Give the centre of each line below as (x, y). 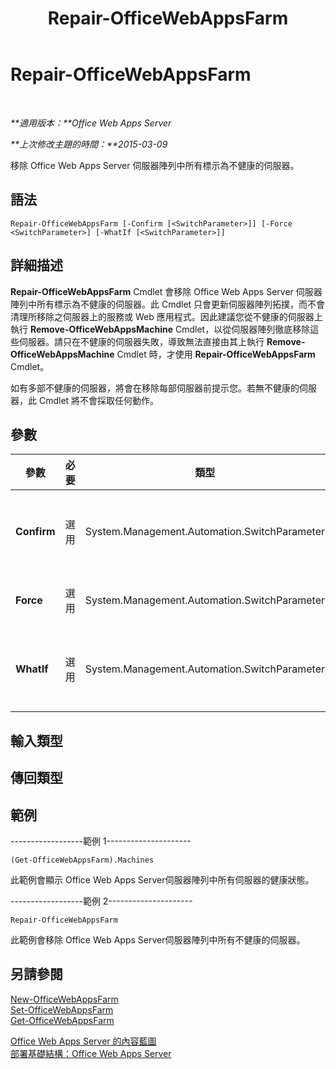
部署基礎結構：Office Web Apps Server (91, 1053)
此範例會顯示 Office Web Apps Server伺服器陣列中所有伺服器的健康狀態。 (162, 879)
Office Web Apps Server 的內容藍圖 (83, 1041)
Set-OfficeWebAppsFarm (62, 1009)
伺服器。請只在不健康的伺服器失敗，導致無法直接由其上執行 (141, 341)
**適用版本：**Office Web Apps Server (91, 123)
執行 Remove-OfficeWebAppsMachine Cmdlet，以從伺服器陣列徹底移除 (160, 329)
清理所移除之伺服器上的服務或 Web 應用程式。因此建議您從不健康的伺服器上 (166, 316)
